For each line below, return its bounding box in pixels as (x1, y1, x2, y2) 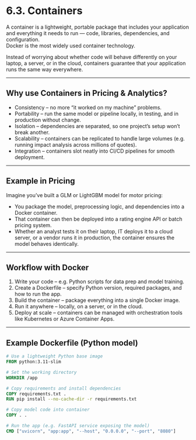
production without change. (14, 116, 82, 123)
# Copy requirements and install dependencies (6, 385, 121, 391)
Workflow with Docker (6, 262, 89, 273)
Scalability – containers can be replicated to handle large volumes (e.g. (14, 135, 185, 142)
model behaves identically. (14, 240, 79, 247)
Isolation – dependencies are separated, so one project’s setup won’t (14, 122, 180, 129)
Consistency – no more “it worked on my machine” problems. (14, 104, 162, 111)
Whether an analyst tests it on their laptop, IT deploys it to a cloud (14, 228, 173, 235)
